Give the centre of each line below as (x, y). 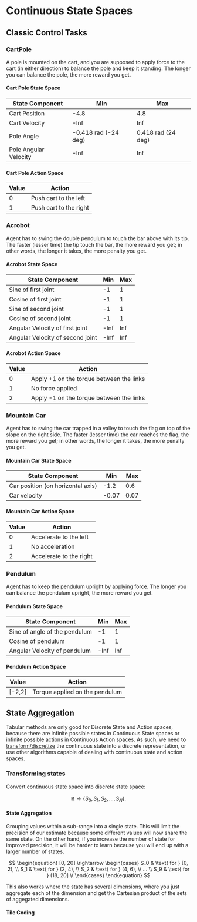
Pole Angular (27, 150)
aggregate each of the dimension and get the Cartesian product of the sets (97, 893)
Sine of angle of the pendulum (51, 632)
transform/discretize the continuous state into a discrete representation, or (96, 746)
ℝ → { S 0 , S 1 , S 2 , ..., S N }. (98, 799)
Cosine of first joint (35, 299)
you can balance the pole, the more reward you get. (69, 74)
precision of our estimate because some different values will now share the (97, 833)
